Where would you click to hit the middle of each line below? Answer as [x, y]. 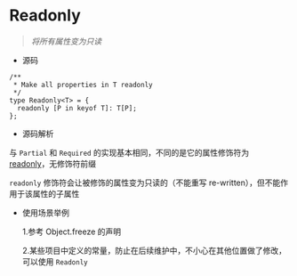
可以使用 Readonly [55, 261]
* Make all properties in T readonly [83, 85]
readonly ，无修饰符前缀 [52, 163]
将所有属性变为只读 [66, 41]
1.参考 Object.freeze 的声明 [72, 231]
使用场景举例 [45, 212]
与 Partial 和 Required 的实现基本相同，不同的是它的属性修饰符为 [129, 152]
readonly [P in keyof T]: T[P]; [77, 108]
